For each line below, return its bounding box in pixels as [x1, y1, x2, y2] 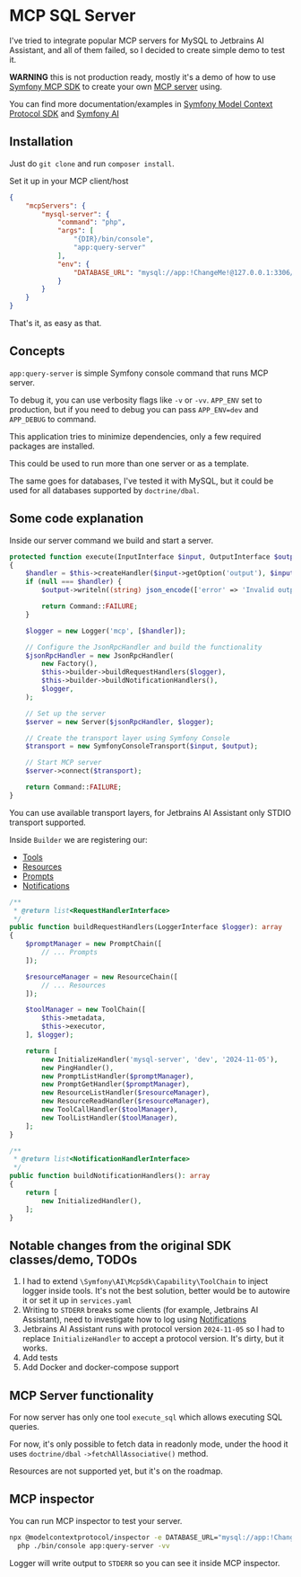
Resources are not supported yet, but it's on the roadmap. [9, 1466, 224, 1476]
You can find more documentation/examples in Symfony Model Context [9, 98, 273, 109]
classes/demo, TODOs [9, 1252, 137, 1267]
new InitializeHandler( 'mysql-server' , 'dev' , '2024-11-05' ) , [41, 1055, 279, 1064]
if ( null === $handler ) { [25, 577, 123, 587]
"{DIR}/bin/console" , [73, 235, 154, 244]
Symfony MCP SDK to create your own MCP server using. [9, 81, 222, 92]
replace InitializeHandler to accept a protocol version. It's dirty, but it [21, 1333, 285, 1344]
